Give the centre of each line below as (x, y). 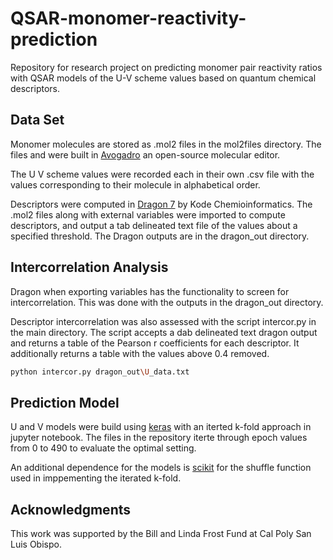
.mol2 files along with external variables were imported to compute (148, 214)
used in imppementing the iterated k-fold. (96, 478)
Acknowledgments (71, 509)
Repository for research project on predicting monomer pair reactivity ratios (166, 67)
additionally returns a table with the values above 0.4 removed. (140, 353)
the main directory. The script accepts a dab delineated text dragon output (164, 332)
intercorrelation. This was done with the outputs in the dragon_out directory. (167, 302)
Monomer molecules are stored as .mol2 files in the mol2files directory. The (166, 144)
